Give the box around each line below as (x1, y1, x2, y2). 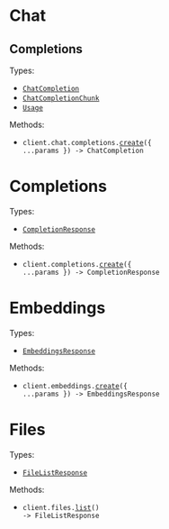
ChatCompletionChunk (22, 94, 100, 103)
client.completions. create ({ (22, 260, 132, 269)
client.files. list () (22, 503, 100, 512)
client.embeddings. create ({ (22, 381, 128, 390)
